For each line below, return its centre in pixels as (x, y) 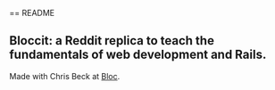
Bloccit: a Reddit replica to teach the (112, 41)
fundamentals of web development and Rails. (138, 55)
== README (32, 13)
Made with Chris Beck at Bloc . (65, 76)
